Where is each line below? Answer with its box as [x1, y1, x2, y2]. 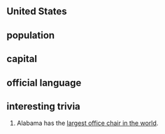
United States [6, 6, 67, 17]
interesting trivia [6, 100, 81, 112]
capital [6, 53, 38, 65]
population [6, 29, 55, 41]
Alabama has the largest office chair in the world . [16, 119, 159, 128]
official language [6, 77, 82, 89]
